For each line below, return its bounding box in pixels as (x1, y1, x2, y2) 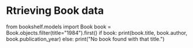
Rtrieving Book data (6, 4, 104, 17)
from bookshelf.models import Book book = (6, 23, 111, 30)
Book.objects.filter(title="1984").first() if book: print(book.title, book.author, (6, 29, 188, 36)
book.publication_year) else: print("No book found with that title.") (6, 35, 165, 42)
